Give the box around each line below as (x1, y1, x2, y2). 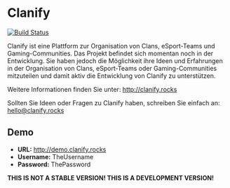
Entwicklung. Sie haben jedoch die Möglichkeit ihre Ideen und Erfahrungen (7, 56, 223, 65)
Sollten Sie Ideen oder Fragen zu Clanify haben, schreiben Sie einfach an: (7, 98, 220, 107)
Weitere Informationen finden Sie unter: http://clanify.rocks (7, 85, 177, 93)
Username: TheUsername (17, 152, 94, 161)
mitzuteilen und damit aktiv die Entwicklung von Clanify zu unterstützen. (7, 72, 216, 80)
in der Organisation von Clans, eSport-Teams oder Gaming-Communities (7, 64, 217, 72)
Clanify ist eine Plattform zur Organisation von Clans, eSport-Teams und (7, 41, 215, 50)
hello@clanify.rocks (7, 106, 65, 114)
